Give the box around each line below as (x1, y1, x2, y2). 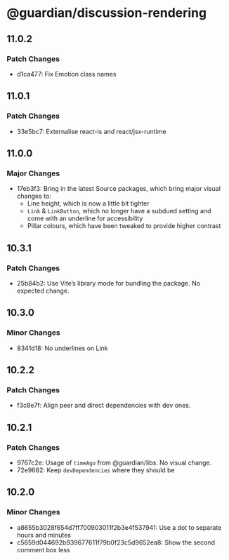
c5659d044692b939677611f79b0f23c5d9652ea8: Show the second (16, 538, 216, 547)
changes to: (16, 192, 52, 201)
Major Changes (6, 168, 60, 178)
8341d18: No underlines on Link (16, 344, 108, 352)
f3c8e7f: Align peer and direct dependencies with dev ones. (16, 401, 191, 410)
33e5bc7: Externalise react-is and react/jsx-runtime (16, 127, 166, 135)
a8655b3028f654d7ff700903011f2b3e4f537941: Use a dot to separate (16, 523, 222, 531)
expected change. (16, 286, 70, 295)
